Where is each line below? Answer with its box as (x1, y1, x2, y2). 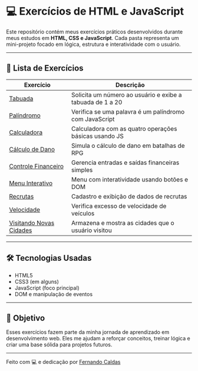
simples (71, 165, 93, 174)
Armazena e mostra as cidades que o (71, 218, 175, 227)
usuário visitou (71, 226, 112, 234)
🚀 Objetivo (6, 313, 45, 323)
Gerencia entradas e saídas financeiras (71, 158, 180, 167)
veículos (71, 209, 95, 217)
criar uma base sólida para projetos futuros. (6, 341, 113, 348)
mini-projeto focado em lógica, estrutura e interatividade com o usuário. (6, 41, 181, 48)
